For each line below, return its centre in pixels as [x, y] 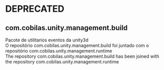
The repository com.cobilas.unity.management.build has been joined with [82, 56]
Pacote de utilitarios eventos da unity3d [47, 40]
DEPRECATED [35, 9]
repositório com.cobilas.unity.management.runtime [59, 51]
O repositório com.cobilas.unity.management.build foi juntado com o [77, 45]
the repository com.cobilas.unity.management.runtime [62, 62]
